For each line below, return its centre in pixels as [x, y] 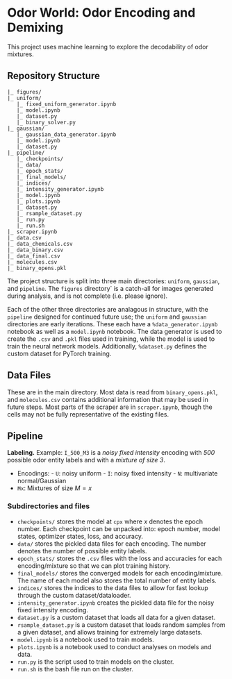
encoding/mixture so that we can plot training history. [94, 565]
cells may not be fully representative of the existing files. [88, 414]
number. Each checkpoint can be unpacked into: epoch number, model [119, 528]
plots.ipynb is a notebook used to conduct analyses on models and [114, 646]
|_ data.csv [24, 237]
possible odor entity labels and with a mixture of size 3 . [86, 460]
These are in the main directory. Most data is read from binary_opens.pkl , [113, 392]
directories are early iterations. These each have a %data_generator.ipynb [113, 324]
